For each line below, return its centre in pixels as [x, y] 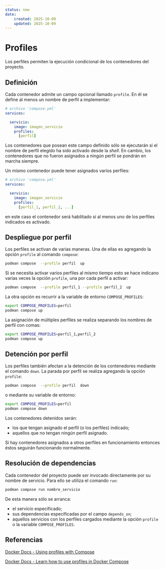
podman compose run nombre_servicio [43, 489]
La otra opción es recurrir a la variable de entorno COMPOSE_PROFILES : [74, 297]
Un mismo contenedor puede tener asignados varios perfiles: [67, 171]
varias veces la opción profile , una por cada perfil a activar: [66, 278]
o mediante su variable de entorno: [41, 395]
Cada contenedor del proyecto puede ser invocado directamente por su [78, 475]
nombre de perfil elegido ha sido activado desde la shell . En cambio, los [78, 151]
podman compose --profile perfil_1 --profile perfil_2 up [68, 287]
